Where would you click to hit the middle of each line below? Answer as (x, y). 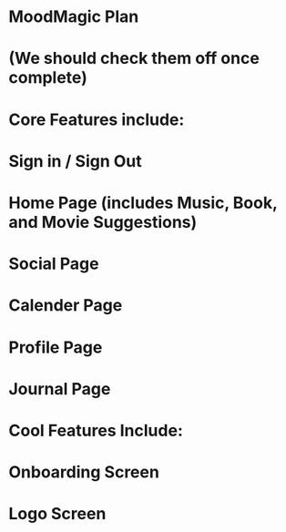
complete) (48, 78)
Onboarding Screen (84, 472)
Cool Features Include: (96, 430)
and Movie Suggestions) (103, 222)
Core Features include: (97, 119)
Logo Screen (57, 514)
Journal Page (60, 389)
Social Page (54, 264)
